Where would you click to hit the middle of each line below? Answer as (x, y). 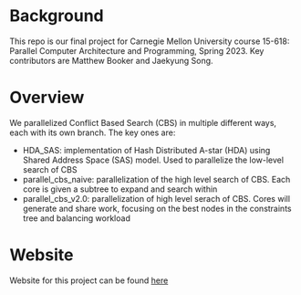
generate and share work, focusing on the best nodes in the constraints (157, 208)
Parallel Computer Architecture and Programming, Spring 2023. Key (137, 50)
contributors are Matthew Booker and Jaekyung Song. (111, 60)
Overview (47, 98)
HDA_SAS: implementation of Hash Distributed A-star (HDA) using (146, 150)
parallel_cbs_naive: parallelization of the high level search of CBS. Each (156, 179)
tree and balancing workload (76, 218)
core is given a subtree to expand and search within (120, 189)
